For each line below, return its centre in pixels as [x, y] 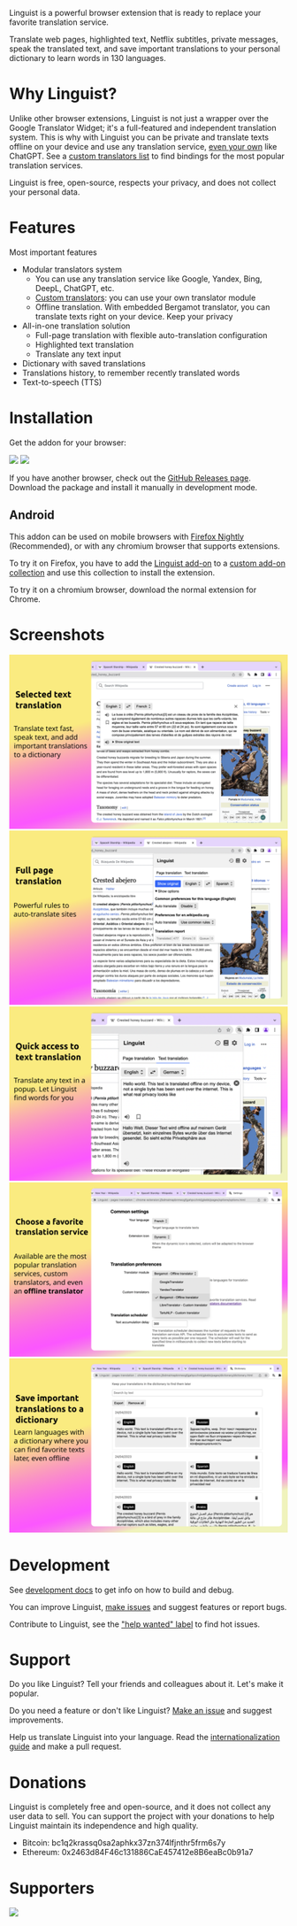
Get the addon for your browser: [68, 443]
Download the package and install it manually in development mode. [133, 487]
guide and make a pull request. [65, 1746]
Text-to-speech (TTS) [62, 382]
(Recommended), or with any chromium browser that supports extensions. [145, 546]
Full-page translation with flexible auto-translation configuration [151, 335]
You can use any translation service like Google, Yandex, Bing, [148, 279]
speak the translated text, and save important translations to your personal [145, 49]
